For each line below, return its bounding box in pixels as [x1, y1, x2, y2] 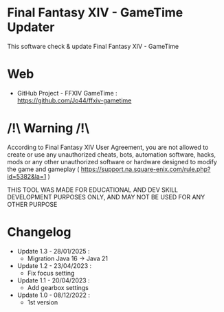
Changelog [7, 225, 71, 240]
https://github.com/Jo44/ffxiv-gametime [16, 96, 132, 104]
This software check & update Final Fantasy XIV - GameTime [7, 42, 179, 50]
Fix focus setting [27, 269, 75, 277]
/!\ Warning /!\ [7, 120, 90, 136]
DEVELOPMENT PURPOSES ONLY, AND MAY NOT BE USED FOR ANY [7, 192, 205, 201]
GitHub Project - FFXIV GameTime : [16, 89, 118, 97]
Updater [7, 19, 55, 35]
